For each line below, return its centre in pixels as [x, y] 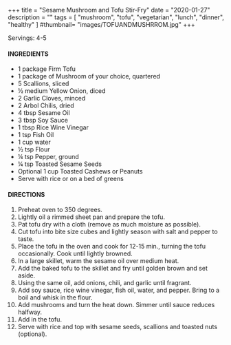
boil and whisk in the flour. [55, 297]
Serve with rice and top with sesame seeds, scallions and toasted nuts [118, 327]
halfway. [30, 312]
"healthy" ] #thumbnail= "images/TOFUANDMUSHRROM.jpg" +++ [101, 24]
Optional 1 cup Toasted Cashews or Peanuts [80, 171]
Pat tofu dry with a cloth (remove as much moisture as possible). [109, 224]
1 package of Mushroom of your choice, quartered [89, 76]
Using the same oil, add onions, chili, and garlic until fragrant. [104, 283]
